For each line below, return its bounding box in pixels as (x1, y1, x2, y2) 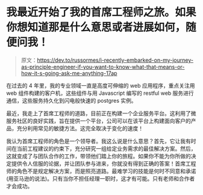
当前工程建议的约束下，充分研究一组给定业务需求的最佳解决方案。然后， (16, 145, 196, 152)
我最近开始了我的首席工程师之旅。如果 (6, 5, 197, 19)
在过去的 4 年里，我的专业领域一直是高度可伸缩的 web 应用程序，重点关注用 (6, 82, 195, 89)
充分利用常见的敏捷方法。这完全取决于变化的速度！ (16, 124, 143, 132)
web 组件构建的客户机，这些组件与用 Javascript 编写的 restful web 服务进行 (6, 89, 194, 97)
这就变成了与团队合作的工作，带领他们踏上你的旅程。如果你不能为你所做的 (6, 152, 191, 160)
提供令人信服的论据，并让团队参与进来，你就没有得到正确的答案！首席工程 (11, 160, 196, 167)
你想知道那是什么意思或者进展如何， (6, 20, 186, 34)
